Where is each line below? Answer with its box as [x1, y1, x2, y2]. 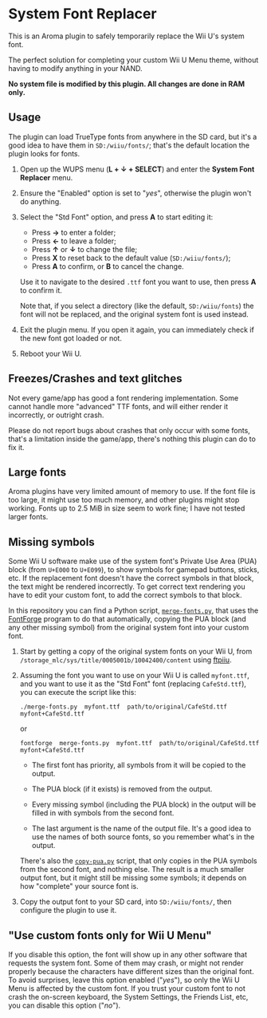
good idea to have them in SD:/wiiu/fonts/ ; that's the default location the [8, 140, 249, 150]
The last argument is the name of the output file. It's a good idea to [31, 823, 252, 834]
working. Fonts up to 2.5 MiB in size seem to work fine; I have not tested [8, 503, 245, 513]
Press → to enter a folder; [31, 227, 116, 237]
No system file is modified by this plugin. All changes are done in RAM [8, 79, 245, 89]
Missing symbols [8, 535, 95, 549]
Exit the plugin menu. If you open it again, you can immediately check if [19, 325, 255, 334]
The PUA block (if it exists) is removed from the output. [31, 784, 213, 794]
